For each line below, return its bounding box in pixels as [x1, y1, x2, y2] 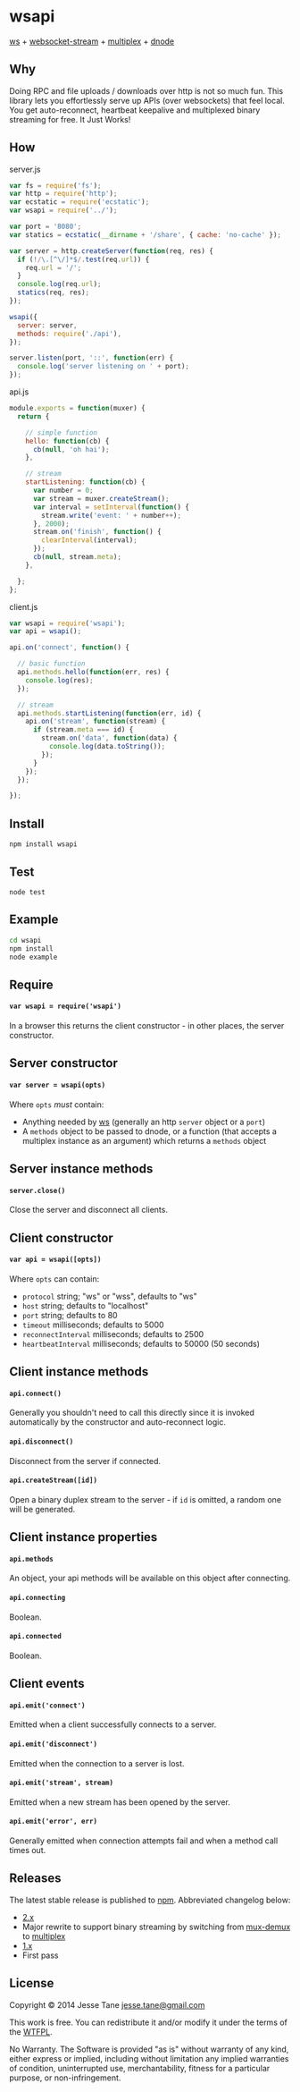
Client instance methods [9, 1364, 149, 1379]
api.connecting [9, 1593, 66, 1602]
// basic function [17, 659, 87, 668]
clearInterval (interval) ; [41, 536, 138, 545]
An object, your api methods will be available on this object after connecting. [9, 1572, 291, 1584]
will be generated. [9, 1503, 76, 1514]
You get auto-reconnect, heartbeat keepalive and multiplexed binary [9, 105, 261, 115]
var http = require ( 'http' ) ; [9, 190, 118, 199]
